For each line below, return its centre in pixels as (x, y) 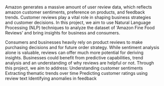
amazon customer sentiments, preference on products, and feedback (75, 12)
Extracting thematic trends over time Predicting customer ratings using (76, 73)
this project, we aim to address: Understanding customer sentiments (74, 68)
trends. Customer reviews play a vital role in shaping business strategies (78, 17)
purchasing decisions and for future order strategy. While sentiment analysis (82, 47)
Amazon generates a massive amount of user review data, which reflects (79, 7)
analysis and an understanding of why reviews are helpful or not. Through (80, 63)
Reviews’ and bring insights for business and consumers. (63, 33)
